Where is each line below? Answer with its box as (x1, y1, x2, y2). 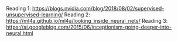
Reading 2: (64, 11, 91, 18)
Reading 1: (6, 5, 31, 12)
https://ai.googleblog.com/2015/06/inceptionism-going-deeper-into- (6, 23, 172, 30)
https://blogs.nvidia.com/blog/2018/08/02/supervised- (32, 5, 165, 12)
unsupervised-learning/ (6, 11, 63, 18)
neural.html (6, 30, 33, 37)
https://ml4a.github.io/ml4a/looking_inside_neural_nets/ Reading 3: (6, 17, 168, 24)
